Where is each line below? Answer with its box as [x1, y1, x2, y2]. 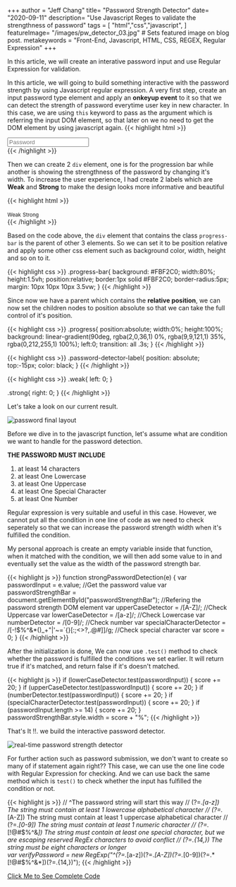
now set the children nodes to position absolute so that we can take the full [7, 304, 225, 312]
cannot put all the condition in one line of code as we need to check [7, 516, 204, 524]
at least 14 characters [17, 464, 80, 473]
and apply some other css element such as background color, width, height [7, 247, 226, 254]
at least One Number [17, 495, 78, 503]
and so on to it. [7, 254, 51, 262]
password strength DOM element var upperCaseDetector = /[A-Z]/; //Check [7, 604, 228, 611]
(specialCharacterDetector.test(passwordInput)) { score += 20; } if [7, 698, 200, 706]
